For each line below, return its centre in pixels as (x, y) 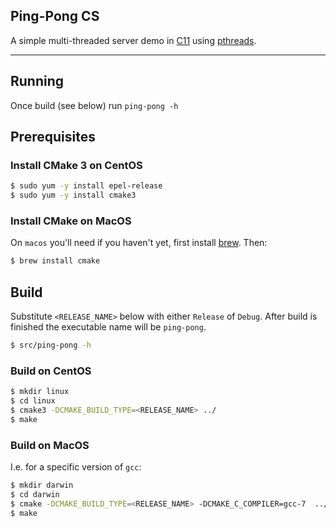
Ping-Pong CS (55, 16)
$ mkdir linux (40, 392)
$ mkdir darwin (42, 485)
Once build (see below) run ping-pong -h (94, 105)
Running (37, 81)
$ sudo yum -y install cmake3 (73, 195)
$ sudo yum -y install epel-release (86, 186)
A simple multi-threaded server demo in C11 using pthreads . (133, 40)
